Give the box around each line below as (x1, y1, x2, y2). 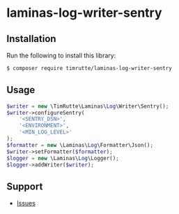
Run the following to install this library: (6, 51, 116, 59)
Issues (16, 199, 36, 208)
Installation (6, 33, 56, 45)
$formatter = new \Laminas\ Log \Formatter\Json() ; (6, 141, 154, 148)
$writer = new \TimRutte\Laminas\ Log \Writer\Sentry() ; (6, 103, 169, 110)
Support (6, 180, 43, 192)
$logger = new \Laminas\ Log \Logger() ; (6, 155, 119, 162)
